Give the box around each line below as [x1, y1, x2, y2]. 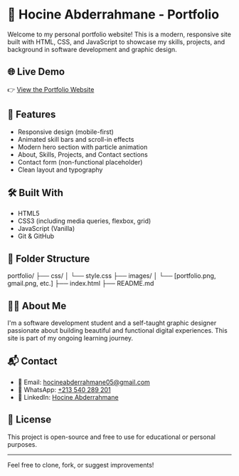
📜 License [7, 413, 52, 426]
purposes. [7, 440, 38, 448]
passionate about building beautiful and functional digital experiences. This [7, 326, 228, 334]
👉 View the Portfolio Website [7, 85, 95, 93]
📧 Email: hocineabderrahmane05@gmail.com [17, 378, 151, 386]
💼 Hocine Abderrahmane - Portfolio [7, 6, 219, 23]
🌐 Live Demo [7, 66, 65, 78]
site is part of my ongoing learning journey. [7, 334, 134, 342]
